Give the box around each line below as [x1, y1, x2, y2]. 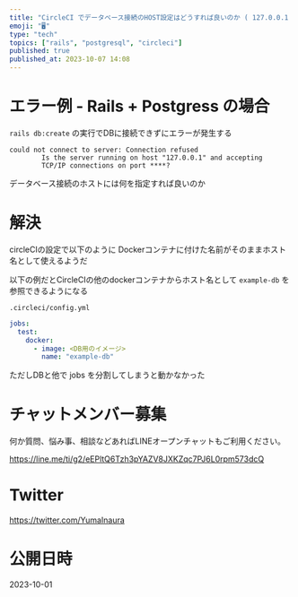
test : [17, 327, 39, 336]
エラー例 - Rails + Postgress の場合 [9, 96, 270, 117]
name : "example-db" [41, 352, 115, 361]
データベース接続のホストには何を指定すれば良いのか [9, 177, 206, 188]
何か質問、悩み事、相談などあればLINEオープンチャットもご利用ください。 [9, 436, 285, 446]
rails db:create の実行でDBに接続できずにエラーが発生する [9, 127, 232, 138]
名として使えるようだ [9, 255, 88, 265]
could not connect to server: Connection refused [9, 145, 199, 154]
